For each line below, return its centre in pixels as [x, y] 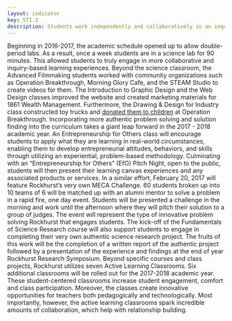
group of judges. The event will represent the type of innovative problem [110, 215]
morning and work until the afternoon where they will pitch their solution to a [116, 207]
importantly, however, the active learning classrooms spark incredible [106, 303]
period [17, 53]
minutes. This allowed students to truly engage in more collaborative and [110, 61]
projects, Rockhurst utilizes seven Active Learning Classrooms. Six [102, 266]
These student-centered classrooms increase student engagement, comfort [115, 281]
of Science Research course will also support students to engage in [103, 229]
